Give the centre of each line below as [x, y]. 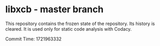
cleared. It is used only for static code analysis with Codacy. [68, 29]
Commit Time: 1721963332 [33, 39]
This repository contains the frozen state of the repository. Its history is [80, 24]
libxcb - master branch [54, 9]
